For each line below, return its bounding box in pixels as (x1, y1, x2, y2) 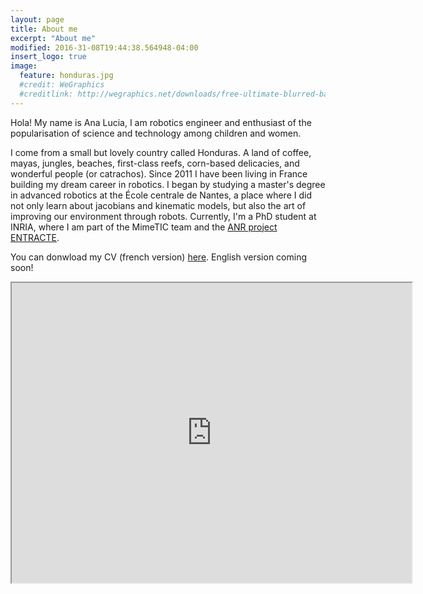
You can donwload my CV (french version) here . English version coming (10, 251, 308, 263)
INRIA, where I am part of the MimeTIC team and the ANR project (10, 221, 278, 233)
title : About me (10, 24, 78, 34)
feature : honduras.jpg (19, 71, 114, 81)
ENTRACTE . (10, 231, 60, 243)
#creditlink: (19, 89, 74, 99)
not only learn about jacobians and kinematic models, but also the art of (10, 199, 307, 211)
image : (10, 61, 38, 71)
